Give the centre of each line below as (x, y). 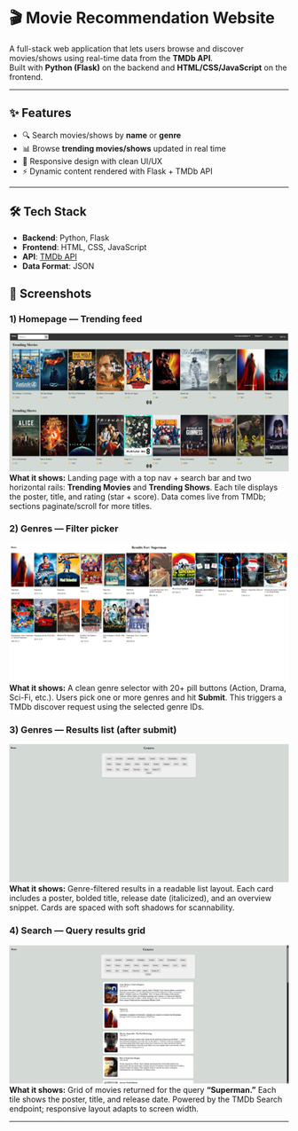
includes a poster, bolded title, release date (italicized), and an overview (141, 899)
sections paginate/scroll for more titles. (81, 506)
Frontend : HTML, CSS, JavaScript (84, 247)
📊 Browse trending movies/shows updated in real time (124, 148)
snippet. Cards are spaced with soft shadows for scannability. (122, 907)
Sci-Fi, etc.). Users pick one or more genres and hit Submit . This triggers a (146, 697)
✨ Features (40, 113)
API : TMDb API (49, 256)
